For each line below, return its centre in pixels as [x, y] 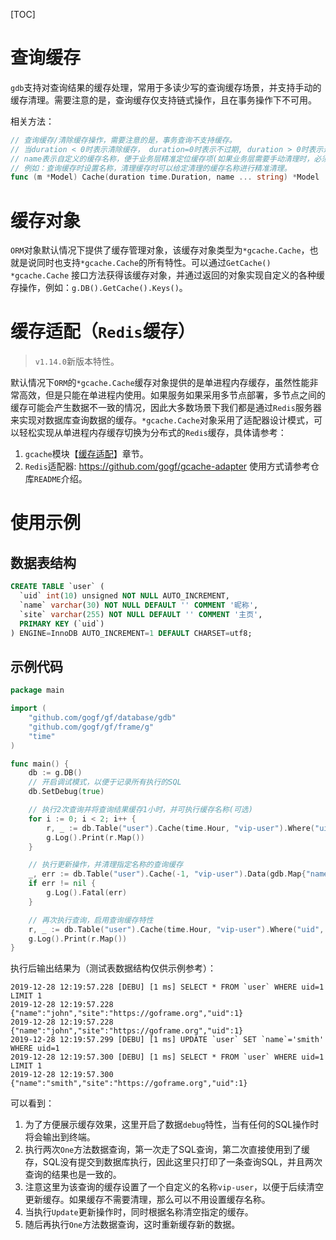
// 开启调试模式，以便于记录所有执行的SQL [105, 782]
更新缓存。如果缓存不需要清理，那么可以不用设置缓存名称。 [147, 1200]
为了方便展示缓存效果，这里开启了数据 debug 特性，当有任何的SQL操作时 [172, 1125]
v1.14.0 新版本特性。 [77, 361]
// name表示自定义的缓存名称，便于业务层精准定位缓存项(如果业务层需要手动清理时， [162, 159]
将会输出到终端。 [60, 1137]
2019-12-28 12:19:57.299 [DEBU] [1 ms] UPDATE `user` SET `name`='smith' [167, 1040]
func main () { [40, 764]
